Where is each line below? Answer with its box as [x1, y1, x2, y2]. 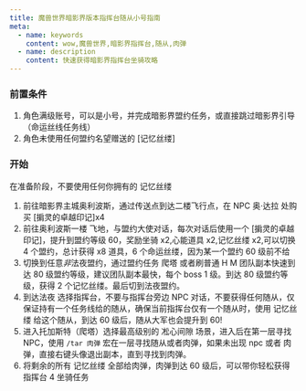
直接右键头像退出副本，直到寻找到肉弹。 [38, 348, 192, 359]
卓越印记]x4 [59, 211, 105, 222]
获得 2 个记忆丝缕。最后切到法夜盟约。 [38, 280, 185, 291]
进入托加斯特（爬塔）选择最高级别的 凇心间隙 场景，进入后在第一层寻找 [22, 325, 292, 336]
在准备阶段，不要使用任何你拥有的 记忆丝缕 [9, 180, 172, 192]
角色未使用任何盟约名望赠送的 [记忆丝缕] [22, 133, 175, 144]
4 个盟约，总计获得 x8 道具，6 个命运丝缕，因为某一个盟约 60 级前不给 [22, 246, 290, 257]
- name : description [17, 48, 96, 57]
